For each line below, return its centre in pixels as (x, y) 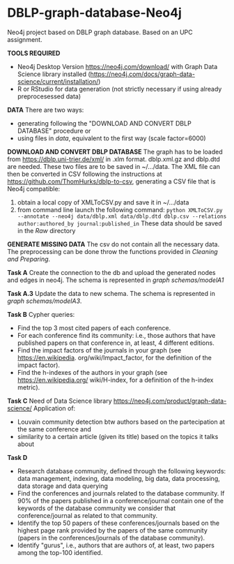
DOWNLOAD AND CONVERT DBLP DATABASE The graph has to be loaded (115, 151)
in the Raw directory (46, 230)
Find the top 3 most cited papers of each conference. (94, 328)
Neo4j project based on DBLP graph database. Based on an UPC (100, 32)
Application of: (55, 408)
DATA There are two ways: (46, 110)
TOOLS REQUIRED (34, 53)
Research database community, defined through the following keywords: (122, 471)
